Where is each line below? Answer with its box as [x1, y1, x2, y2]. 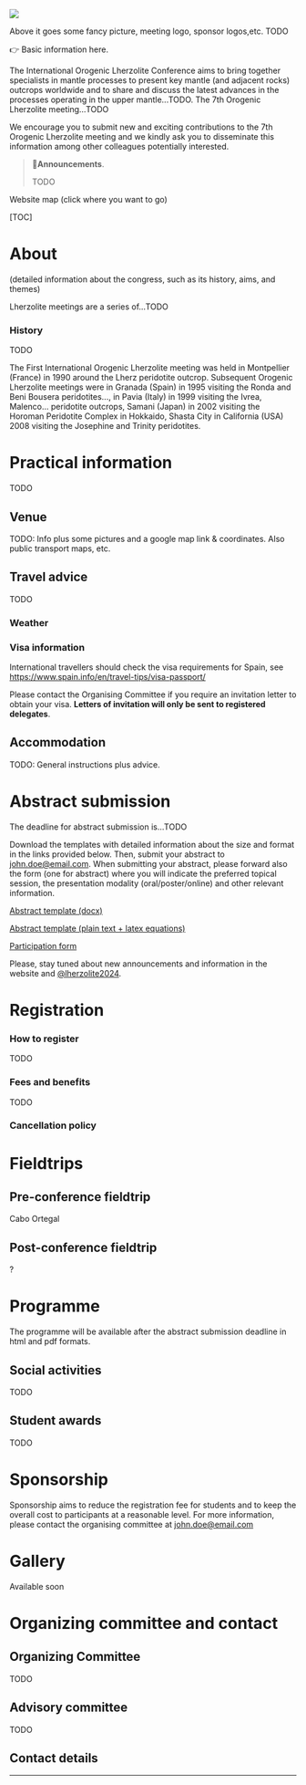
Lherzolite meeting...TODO [9, 104, 109, 114]
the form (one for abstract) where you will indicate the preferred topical [9, 868, 278, 879]
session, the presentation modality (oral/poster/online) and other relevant [9, 877, 284, 889]
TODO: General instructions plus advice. [9, 758, 161, 770]
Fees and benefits [9, 1076, 91, 1089]
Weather [9, 616, 49, 629]
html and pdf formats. [9, 1336, 91, 1347]
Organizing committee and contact [9, 1613, 279, 1634]
